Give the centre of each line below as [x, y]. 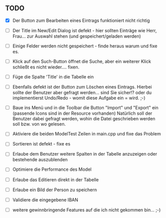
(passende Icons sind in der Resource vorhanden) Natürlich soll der [82, 113]
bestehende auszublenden [40, 160]
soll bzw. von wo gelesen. [39, 124]
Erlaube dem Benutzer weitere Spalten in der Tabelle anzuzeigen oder [85, 154]
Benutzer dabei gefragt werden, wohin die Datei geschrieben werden [84, 119]
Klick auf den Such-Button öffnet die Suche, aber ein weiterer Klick [82, 61]
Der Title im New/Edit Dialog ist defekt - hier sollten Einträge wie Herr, [85, 30]
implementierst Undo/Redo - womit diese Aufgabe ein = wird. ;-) [79, 98]
